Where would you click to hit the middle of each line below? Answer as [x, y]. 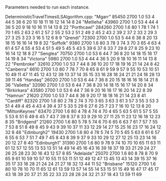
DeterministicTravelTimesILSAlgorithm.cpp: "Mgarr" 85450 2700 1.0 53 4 [80, 17]
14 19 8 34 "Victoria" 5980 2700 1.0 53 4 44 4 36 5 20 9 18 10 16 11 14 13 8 [81, 59]
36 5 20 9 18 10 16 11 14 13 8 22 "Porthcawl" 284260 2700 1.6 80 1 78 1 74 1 [82, 27]
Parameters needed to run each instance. [48, 7]
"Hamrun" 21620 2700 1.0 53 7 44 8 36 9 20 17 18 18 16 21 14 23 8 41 [76, 95]
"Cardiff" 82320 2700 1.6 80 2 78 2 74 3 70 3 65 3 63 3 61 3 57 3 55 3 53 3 [82, 101]
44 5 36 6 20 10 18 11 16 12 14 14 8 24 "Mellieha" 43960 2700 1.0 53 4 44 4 [82, 22]
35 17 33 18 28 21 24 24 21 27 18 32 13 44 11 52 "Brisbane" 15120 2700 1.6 [81, 164]
